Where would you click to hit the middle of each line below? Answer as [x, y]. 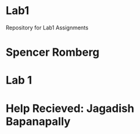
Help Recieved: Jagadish [70, 108]
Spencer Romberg [53, 52]
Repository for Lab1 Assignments [47, 28]
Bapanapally [38, 121]
